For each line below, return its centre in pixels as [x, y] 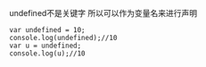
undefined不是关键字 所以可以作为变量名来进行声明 [103, 13]
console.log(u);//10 [48, 54]
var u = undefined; [45, 46]
